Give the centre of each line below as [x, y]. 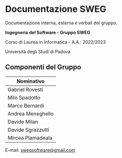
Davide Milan [23, 121]
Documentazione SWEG [56, 9]
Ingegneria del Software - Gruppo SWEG [48, 32]
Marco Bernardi [26, 105]
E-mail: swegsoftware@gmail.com [40, 150]
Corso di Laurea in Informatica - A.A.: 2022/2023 [56, 42]
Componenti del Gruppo [43, 67]
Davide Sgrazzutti [29, 130]
